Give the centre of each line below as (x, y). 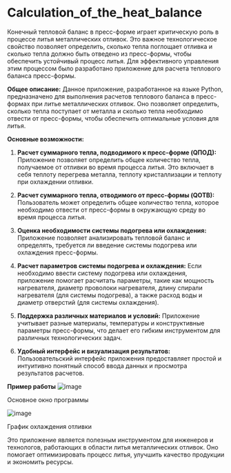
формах (19, 103)
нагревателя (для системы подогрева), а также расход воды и (110, 295)
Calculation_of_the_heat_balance (104, 13)
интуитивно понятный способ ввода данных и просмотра (102, 365)
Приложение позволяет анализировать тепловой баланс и (104, 238)
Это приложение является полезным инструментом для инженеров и (110, 440)
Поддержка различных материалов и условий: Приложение (108, 316)
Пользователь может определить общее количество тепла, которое (118, 202)
